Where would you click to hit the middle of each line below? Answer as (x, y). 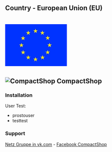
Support (15, 134)
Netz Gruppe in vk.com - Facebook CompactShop (56, 144)
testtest (20, 121)
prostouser (23, 115)
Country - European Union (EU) (54, 8)
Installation (19, 95)
